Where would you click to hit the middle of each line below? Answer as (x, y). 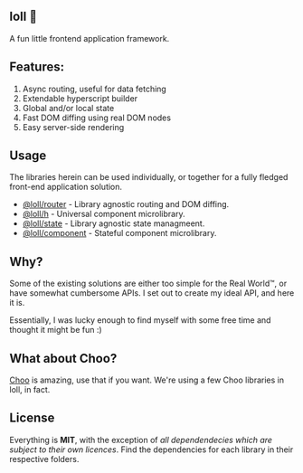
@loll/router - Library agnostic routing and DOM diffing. (126, 204)
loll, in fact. (30, 390)
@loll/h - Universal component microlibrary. (104, 214)
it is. (17, 303)
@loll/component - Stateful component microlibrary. (119, 233)
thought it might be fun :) (56, 330)
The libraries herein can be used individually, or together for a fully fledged (149, 177)
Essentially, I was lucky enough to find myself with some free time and (140, 320)
